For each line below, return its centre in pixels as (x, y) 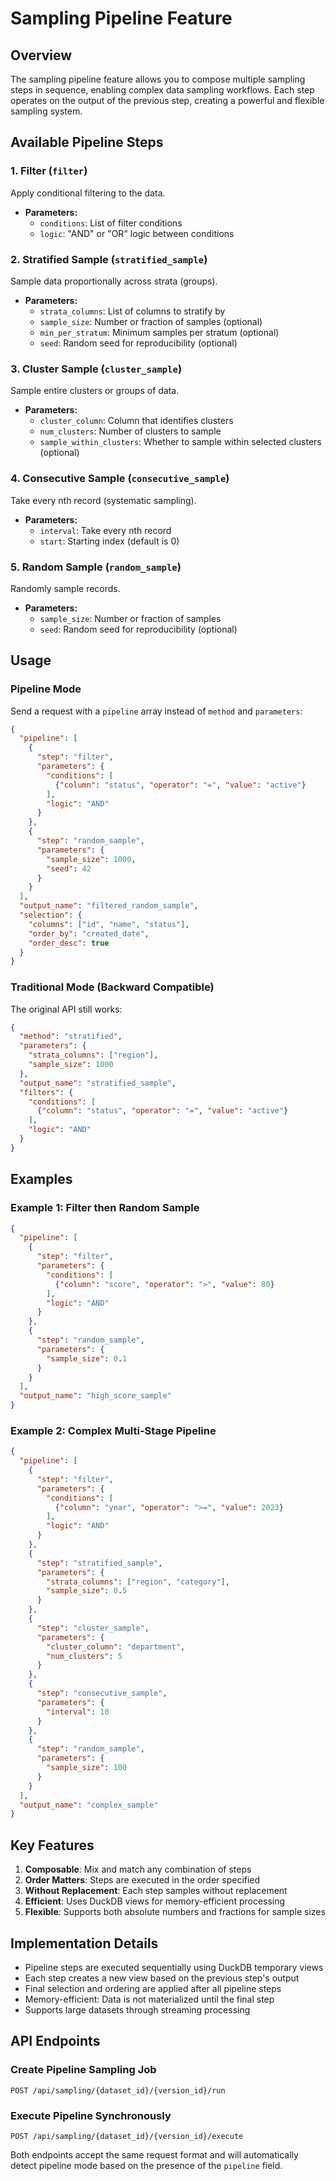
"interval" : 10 (78, 1712)
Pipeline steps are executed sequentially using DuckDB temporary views (174, 1967)
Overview (41, 55)
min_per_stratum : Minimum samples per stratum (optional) (159, 332)
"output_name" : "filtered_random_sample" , (109, 906)
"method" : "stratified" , (71, 1037)
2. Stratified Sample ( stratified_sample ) (109, 259)
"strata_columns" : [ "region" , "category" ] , (138, 1582)
